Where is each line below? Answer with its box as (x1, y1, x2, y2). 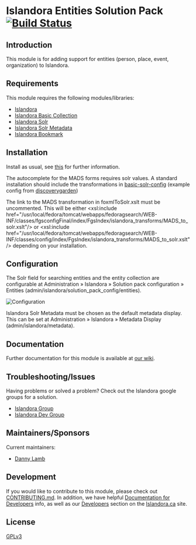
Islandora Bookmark (14, 130, 63, 137)
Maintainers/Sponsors (6, 428, 90, 438)
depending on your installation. (12, 242, 88, 249)
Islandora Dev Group (14, 411, 65, 418)
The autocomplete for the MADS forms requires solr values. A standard (6, 174, 177, 181)
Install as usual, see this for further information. (6, 163, 120, 170)
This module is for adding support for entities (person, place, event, (6, 56, 169, 62)
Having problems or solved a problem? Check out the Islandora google (6, 387, 177, 394)
